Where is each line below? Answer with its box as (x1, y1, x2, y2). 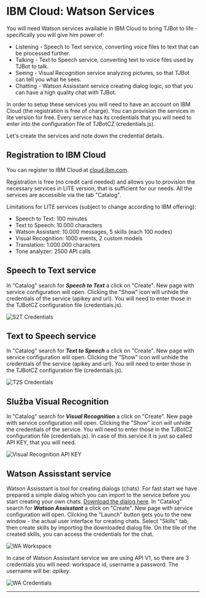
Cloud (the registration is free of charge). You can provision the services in (6, 107, 195, 114)
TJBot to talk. (15, 63, 49, 70)
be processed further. (15, 49, 71, 56)
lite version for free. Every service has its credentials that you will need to (6, 114, 192, 121)
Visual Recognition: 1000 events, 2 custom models (15, 235, 143, 242)
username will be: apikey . (6, 567, 71, 575)
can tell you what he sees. (15, 76, 82, 83)
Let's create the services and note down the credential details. (6, 132, 164, 139)
